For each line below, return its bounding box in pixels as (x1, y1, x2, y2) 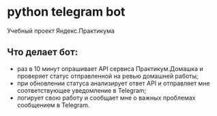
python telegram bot (7, 4, 126, 20)
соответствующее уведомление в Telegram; (16, 86, 147, 94)
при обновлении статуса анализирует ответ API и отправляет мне (16, 79, 210, 87)
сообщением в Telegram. (16, 100, 90, 109)
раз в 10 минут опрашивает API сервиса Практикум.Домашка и (16, 64, 203, 72)
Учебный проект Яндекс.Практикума (7, 27, 115, 35)
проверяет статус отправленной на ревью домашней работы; (16, 72, 199, 80)
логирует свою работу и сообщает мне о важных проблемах (16, 93, 196, 102)
